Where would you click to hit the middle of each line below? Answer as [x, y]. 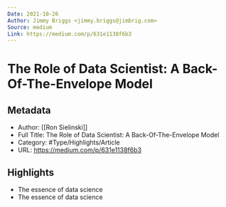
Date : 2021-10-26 [33, 14]
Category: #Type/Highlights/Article [69, 142]
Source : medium [30, 27]
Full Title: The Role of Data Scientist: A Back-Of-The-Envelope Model [118, 135]
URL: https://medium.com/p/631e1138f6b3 [80, 150]
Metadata [29, 110]
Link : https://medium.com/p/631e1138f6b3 [70, 34]
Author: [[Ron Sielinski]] [53, 127]
